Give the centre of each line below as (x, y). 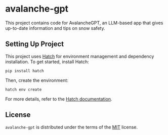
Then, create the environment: (37, 80)
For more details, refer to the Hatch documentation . (59, 99)
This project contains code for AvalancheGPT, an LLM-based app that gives (84, 23)
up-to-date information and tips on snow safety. (55, 28)
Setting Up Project (35, 44)
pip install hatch (25, 71)
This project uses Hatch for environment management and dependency (80, 56)
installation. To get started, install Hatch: (47, 62)
